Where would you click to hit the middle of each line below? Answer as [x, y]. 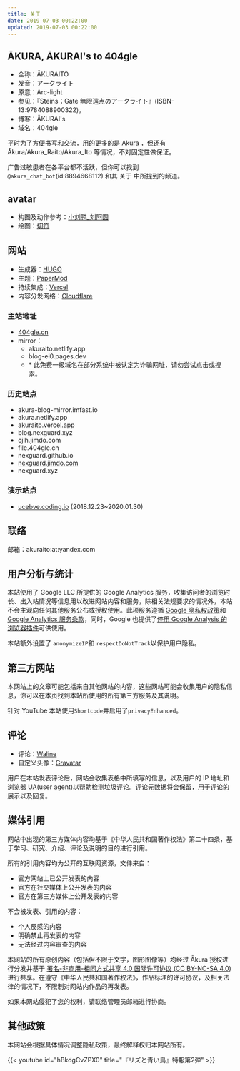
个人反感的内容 [40, 926]
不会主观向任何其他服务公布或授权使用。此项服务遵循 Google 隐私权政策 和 [117, 610]
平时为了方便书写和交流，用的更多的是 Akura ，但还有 [87, 143]
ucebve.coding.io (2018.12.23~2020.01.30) [80, 506]
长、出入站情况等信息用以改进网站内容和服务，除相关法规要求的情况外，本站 [120, 601]
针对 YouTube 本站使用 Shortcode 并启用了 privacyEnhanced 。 [95, 710]
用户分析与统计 [40, 574]
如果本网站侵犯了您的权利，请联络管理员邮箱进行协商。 [89, 1001]
